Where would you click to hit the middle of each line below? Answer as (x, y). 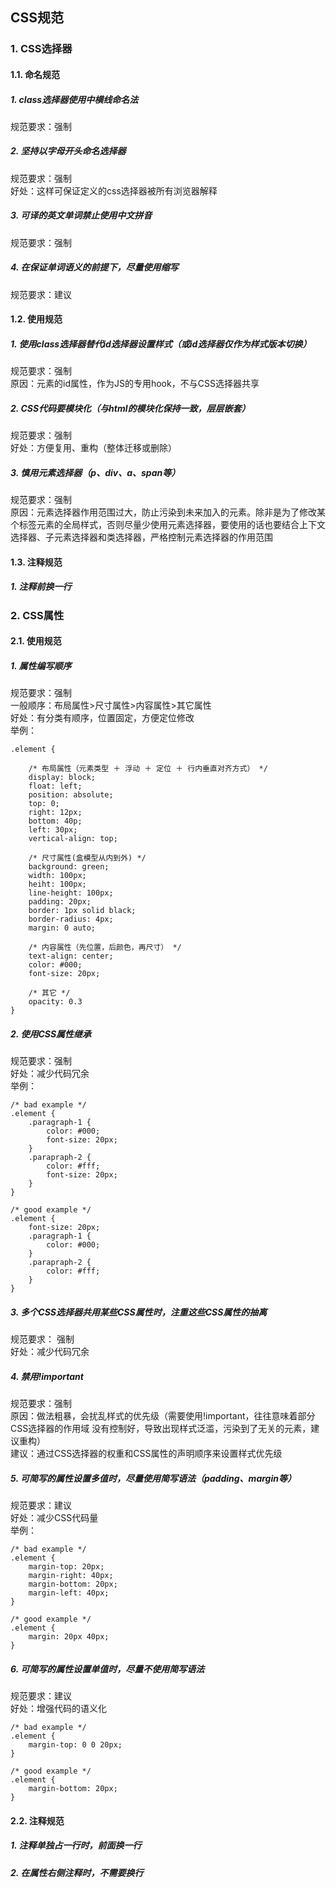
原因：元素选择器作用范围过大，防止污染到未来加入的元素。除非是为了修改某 (168, 512)
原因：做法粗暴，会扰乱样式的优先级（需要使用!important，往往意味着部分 (163, 1416)
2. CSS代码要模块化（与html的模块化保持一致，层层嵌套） (130, 408)
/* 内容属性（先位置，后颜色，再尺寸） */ (105, 948)
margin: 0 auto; (62, 928)
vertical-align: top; (73, 839)
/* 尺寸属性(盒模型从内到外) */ (87, 858)
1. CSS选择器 (41, 49)
